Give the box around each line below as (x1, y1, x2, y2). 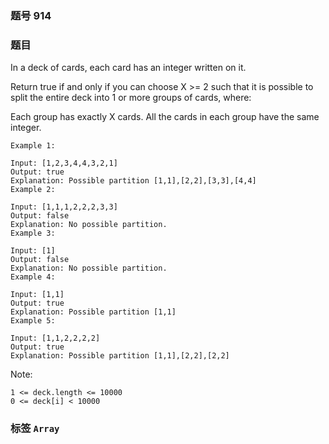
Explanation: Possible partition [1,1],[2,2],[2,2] (10, 351, 230, 361)
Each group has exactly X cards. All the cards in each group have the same (10, 111, 320, 123)
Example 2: (10, 185, 56, 195)
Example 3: (10, 228, 56, 239)
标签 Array (10, 422, 60, 436)
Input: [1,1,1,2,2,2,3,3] (10, 202, 118, 212)
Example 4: (10, 272, 56, 282)
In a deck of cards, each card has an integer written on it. (10, 62, 247, 74)
